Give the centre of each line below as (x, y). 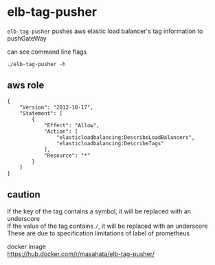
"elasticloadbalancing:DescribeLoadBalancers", (125, 137)
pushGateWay (27, 38)
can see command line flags (47, 52)
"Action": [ (61, 131)
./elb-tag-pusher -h (37, 64)
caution (24, 194)
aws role (26, 86)
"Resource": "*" (67, 156)
